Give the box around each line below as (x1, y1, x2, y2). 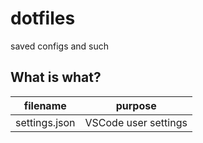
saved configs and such (10, 40, 110, 52)
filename (23, 98, 67, 112)
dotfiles (10, 7, 76, 30)
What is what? (10, 69, 102, 86)
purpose (115, 98, 157, 112)
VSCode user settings (84, 115, 188, 129)
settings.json (15, 115, 76, 129)
